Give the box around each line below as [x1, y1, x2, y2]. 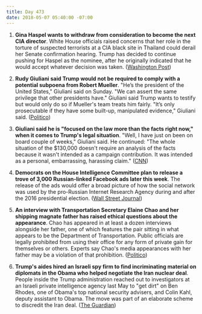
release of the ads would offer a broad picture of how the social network [14, 182, 195, 189]
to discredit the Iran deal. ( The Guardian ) [14, 301, 116, 309]
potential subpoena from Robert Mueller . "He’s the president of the [14, 81, 185, 88]
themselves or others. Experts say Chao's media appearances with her [14, 245, 191, 252]
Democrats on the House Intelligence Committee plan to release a [14, 168, 183, 176]
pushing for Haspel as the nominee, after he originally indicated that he [14, 57, 192, 64]
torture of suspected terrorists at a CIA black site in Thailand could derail [14, 43, 196, 51]
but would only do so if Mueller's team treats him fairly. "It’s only [14, 100, 175, 107]
